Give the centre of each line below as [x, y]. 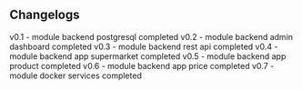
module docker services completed [76, 75]
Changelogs [45, 15]
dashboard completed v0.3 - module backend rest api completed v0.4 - [144, 46]
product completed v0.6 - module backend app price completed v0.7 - [142, 65]
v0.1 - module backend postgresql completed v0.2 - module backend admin [151, 36]
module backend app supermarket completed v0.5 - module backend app [148, 56]
